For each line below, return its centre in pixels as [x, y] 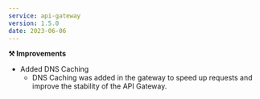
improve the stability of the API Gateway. [99, 86]
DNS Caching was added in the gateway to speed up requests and [142, 78]
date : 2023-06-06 [37, 31]
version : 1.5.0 [34, 23]
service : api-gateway [45, 16]
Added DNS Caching [54, 69]
